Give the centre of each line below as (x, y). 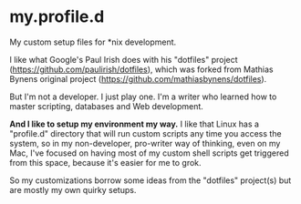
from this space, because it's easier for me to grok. (106, 162)
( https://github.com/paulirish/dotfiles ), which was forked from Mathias (141, 69)
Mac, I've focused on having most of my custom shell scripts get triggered (149, 153)
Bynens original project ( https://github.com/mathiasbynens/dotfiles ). (138, 78)
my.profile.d (57, 17)
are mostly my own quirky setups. (73, 189)
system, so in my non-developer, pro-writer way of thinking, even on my (145, 143)
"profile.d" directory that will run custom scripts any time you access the (145, 133)
